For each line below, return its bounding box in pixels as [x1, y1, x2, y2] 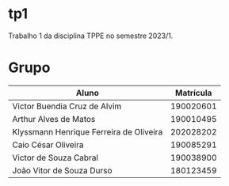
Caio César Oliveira [12, 139, 85, 150]
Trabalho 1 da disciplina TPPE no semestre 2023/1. [8, 31, 174, 40]
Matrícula [175, 87, 212, 98]
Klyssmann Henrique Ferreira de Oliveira [12, 126, 163, 137]
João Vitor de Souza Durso [12, 165, 113, 176]
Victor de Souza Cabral [12, 152, 99, 163]
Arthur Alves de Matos [12, 113, 96, 124]
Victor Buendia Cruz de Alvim [12, 101, 122, 112]
